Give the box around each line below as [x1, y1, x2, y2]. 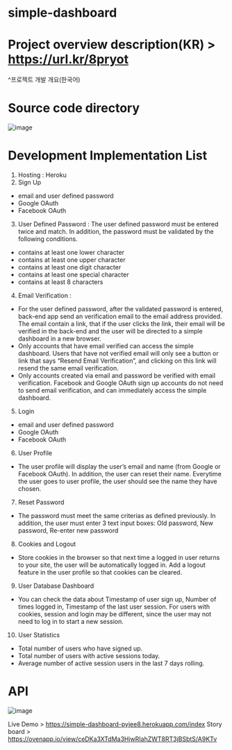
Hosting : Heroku [17, 171, 67, 179]
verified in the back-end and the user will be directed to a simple [17, 327, 204, 335]
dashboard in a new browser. [17, 334, 101, 343]
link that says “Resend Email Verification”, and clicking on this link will [17, 357, 217, 365]
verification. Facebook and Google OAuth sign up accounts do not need [17, 379, 224, 387]
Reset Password [17, 498, 65, 506]
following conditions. [17, 235, 78, 243]
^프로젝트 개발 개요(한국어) [8, 75, 81, 84]
